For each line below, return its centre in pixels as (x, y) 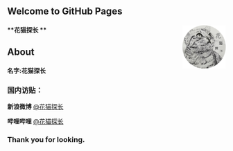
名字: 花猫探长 (27, 70)
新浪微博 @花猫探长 (35, 107)
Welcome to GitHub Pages (65, 11)
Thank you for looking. (46, 140)
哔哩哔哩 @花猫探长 (35, 121)
